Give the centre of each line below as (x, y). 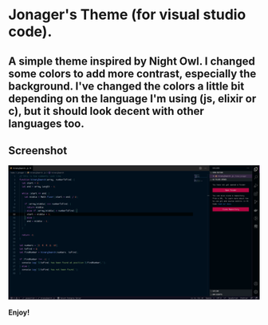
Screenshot (38, 151)
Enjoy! (19, 312)
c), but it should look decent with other (106, 111)
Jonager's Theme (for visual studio (127, 15)
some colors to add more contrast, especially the (132, 73)
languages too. (47, 123)
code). (30, 32)
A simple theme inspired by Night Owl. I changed (132, 61)
